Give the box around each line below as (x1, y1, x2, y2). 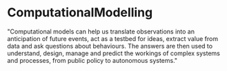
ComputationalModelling (7, 5, 153, 20)
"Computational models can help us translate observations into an (7, 27, 195, 35)
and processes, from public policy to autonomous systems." (7, 56, 178, 64)
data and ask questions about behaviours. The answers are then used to (7, 42, 213, 50)
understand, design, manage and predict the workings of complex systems (7, 49, 221, 57)
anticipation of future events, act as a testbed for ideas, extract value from (7, 34, 219, 42)
